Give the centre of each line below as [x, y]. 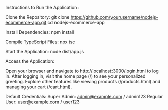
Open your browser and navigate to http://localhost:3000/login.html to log [82, 71]
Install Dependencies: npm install [40, 32]
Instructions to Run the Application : [42, 7]
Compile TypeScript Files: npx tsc [40, 42]
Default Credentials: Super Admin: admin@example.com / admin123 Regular [84, 97]
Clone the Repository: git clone [37, 17]
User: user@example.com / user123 [42, 102]
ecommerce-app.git [26, 22]
